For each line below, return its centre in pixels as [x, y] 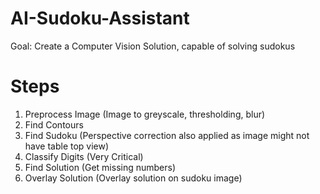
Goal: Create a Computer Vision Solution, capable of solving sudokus [153, 46]
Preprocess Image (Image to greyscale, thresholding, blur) [145, 114]
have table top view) [67, 146]
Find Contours [54, 124]
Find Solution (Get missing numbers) [100, 167]
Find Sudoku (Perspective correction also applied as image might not [167, 135]
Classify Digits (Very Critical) [84, 156]
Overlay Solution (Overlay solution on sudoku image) [133, 178]
